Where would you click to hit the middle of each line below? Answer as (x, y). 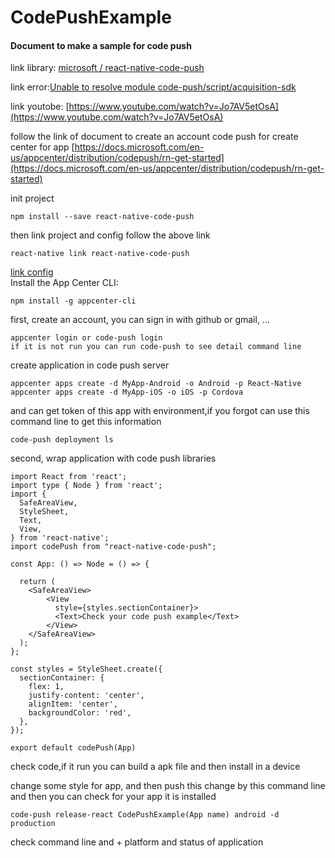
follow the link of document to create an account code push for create (154, 137)
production (33, 824)
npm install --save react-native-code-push (102, 217)
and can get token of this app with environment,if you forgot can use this (160, 411)
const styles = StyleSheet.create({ (86, 669)
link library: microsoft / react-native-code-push (107, 68)
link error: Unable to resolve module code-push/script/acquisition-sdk (153, 87)
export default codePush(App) (73, 748)
